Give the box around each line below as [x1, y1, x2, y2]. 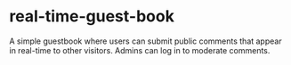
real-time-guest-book [9, 6, 175, 27]
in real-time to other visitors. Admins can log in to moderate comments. [9, 45, 271, 55]
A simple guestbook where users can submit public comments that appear [9, 36, 282, 46]
